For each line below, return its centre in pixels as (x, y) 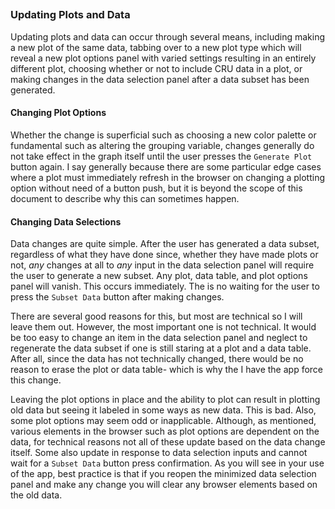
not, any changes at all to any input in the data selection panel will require (162, 265)
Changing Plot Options (58, 113)
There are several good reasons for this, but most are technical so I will (156, 316)
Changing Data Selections (66, 221)
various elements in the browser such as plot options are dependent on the (165, 431)
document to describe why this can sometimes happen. (125, 198)
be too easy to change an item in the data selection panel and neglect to (159, 338)
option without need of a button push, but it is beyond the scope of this (156, 188)
